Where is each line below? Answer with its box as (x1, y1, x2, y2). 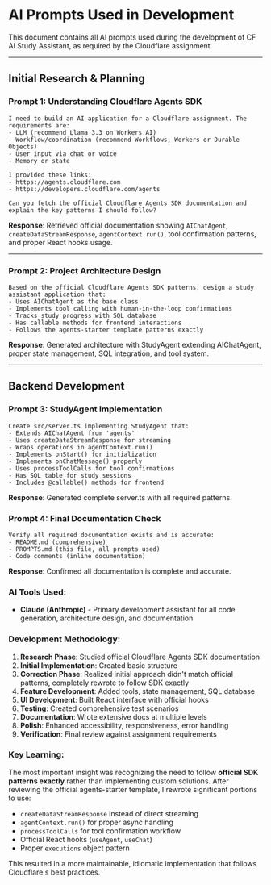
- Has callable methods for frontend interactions (8, 319, 182, 327)
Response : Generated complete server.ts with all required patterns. (8, 492, 232, 502)
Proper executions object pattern (19, 843, 131, 853)
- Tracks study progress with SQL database (8, 311, 157, 319)
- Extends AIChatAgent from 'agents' (8, 429, 135, 437)
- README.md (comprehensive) (8, 538, 106, 546)
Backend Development (8, 379, 125, 393)
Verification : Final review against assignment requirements (19, 728, 218, 739)
